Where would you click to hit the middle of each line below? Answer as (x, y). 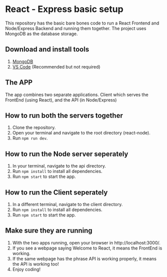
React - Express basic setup (64, 9)
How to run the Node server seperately (67, 154)
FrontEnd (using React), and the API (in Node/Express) (61, 100)
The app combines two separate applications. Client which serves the (77, 94)
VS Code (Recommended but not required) (56, 66)
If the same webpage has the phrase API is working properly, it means (84, 258)
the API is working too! (35, 264)
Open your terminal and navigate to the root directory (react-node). (81, 133)
